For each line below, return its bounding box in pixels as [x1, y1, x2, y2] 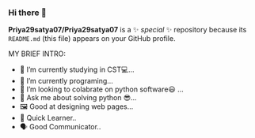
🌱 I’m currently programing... [19, 76, 113, 86]
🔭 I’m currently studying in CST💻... [19, 65, 135, 74]
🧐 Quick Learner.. [19, 114, 77, 123]
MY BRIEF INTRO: [8, 49, 66, 58]
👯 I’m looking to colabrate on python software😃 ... [19, 84, 184, 94]
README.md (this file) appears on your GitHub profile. [8, 34, 176, 43]
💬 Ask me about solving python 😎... [19, 93, 137, 103]
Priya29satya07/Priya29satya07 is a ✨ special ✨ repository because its [8, 25, 247, 35]
